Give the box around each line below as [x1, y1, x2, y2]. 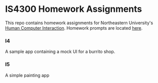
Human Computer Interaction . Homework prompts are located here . [5, 25, 143, 31]
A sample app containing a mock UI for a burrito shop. [5, 48, 116, 55]
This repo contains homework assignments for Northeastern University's [5, 20, 153, 26]
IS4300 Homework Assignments [5, 3, 142, 15]
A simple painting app [5, 72, 49, 78]
